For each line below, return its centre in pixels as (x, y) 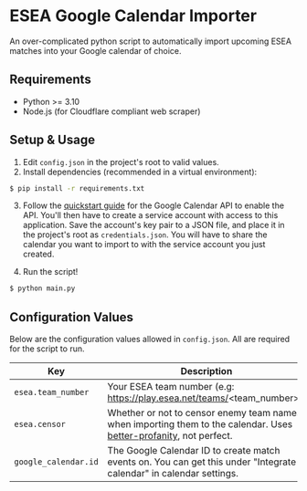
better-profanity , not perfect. (170, 436)
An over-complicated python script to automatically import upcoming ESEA (151, 41)
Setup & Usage (53, 140)
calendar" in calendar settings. (173, 474)
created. (38, 254)
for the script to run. (47, 349)
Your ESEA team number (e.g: (171, 387)
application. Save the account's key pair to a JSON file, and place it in (153, 225)
